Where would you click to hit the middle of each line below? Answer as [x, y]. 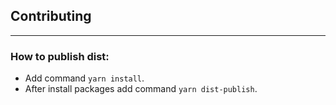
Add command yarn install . [84, 78]
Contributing [51, 16]
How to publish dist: [60, 56]
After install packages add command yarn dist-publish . [141, 89]
